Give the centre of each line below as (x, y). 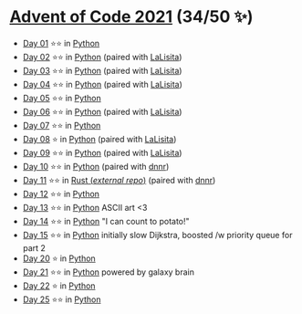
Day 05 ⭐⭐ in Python (62, 98)
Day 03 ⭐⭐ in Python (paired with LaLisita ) (102, 70)
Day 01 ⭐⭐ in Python (61, 43)
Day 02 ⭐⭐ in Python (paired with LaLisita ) (102, 57)
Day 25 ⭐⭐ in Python (62, 299)
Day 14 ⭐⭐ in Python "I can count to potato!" (106, 221)
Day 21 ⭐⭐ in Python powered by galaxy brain (108, 272)
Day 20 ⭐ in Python (59, 258)
